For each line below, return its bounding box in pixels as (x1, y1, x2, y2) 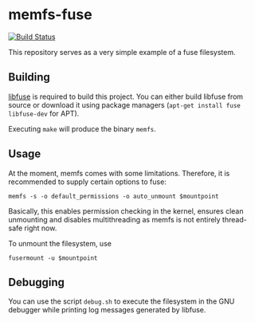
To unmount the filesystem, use (8, 238, 112, 248)
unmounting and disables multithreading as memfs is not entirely (8, 214, 221, 224)
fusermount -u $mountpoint (8, 253, 98, 262)
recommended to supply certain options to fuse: (8, 177, 167, 187)
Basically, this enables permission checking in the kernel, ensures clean (8, 206, 244, 216)
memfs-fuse (8, 6, 93, 24)
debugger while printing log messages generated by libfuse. (8, 305, 206, 315)
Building (8, 70, 50, 84)
